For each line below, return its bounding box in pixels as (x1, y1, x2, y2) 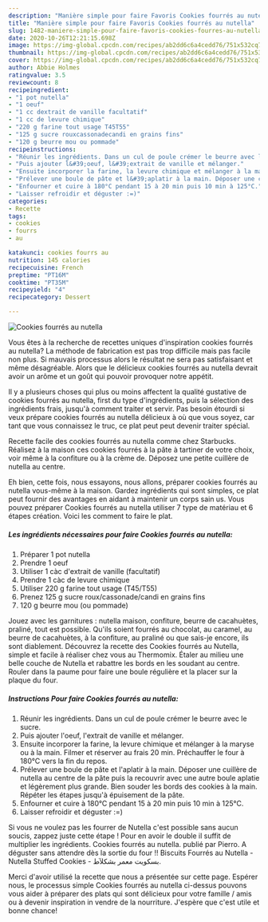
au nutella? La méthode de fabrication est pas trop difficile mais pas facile (8, 346, 251, 355)
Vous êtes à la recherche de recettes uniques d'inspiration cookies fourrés (8, 338, 254, 347)
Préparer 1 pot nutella (19, 549, 90, 559)
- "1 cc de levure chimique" (8, 116, 105, 124)
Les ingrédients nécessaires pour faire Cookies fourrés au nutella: (8, 529, 233, 539)
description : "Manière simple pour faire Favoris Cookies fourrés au (8, 11, 245, 20)
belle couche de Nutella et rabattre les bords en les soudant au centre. (8, 658, 240, 667)
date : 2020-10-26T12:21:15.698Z (8, 34, 116, 42)
